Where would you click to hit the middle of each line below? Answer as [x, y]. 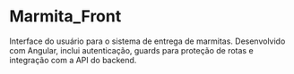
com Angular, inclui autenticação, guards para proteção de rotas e [131, 50]
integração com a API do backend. [73, 60]
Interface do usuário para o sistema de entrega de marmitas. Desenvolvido [147, 41]
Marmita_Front [65, 16]
